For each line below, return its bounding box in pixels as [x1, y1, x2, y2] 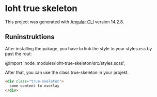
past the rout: [5, 51, 32, 56]
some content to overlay [9, 83, 60, 88]
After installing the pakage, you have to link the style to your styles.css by [5, 45, 152, 51]
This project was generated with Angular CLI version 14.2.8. [5, 19, 125, 25]
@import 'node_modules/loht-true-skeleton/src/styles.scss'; [5, 60, 126, 66]
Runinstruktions [5, 33, 55, 41]
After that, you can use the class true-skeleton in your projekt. [5, 69, 129, 75]
